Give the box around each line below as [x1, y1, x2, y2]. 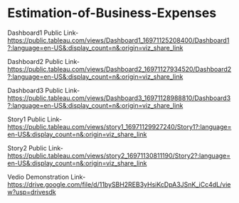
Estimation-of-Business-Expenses [7, 5, 217, 21]
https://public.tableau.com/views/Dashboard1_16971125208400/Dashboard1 [7, 35, 230, 44]
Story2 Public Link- [7, 143, 64, 152]
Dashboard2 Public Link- [7, 57, 80, 65]
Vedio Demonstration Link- [7, 172, 86, 181]
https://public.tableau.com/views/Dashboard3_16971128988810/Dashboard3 [7, 94, 231, 102]
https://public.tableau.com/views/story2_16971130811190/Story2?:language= [7, 151, 231, 160]
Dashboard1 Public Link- [7, 28, 79, 37]
